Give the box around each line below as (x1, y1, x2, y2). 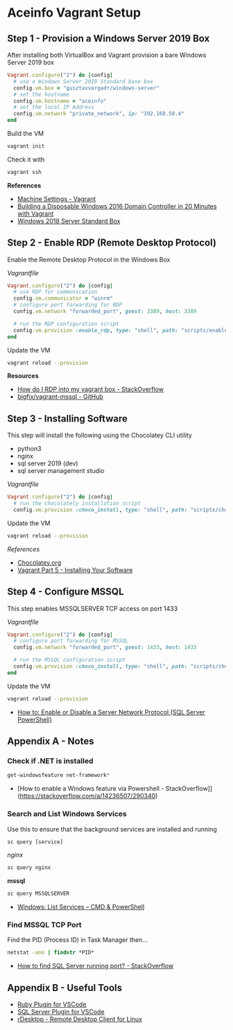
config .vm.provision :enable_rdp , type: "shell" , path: (13, 327, 178, 334)
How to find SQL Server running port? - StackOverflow (17, 962, 174, 970)
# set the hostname (13, 91, 70, 98)
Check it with (7, 155, 45, 164)
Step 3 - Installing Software (7, 413, 128, 424)
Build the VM (7, 130, 44, 137)
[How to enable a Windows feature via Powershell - (17, 784, 164, 793)
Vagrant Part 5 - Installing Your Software (17, 565, 133, 574)
